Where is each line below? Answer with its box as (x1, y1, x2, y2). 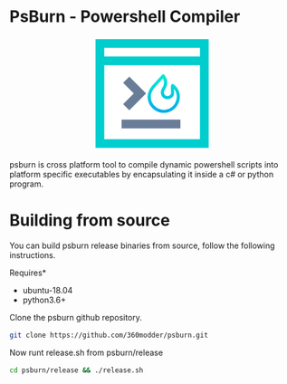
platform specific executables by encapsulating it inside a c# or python (9, 168, 274, 179)
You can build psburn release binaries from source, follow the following (9, 240, 275, 251)
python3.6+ (22, 294, 66, 305)
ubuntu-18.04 (22, 284, 73, 295)
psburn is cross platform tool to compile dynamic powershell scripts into (9, 158, 279, 169)
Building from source (9, 210, 170, 231)
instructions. (9, 249, 56, 260)
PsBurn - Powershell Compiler (9, 6, 241, 27)
